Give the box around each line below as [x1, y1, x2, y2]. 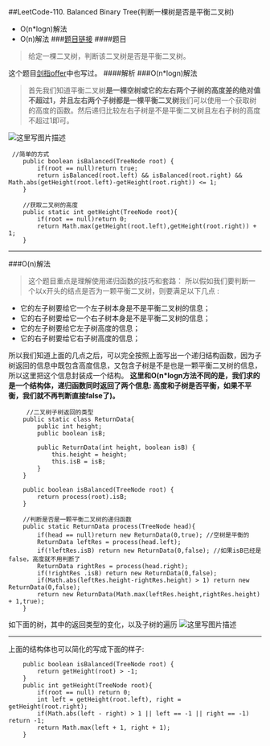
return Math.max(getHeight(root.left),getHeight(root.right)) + [37, 222, 257, 230]
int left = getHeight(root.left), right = [37, 695, 182, 703]
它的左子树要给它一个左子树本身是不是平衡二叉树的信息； [19, 303, 211, 312]
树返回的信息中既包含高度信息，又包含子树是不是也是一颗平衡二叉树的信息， [8, 361, 262, 370]
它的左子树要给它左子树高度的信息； [19, 324, 141, 332]
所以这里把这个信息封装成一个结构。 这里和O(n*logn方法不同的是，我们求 [8, 371, 253, 380]
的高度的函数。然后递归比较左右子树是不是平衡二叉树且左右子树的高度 [27, 105, 261, 115]
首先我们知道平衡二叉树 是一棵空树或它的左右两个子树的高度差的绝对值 [27, 85, 261, 95]
